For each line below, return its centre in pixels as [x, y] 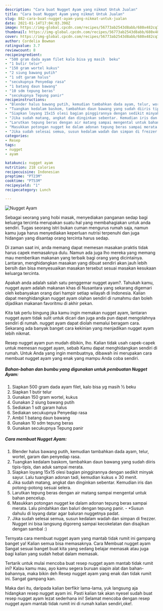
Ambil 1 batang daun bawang [41, 418]
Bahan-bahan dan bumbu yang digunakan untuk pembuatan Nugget [76, 369]
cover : [12, 37]
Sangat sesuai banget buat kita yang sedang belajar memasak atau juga [77, 548]
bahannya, [16, 573]
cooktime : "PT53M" [24, 181]
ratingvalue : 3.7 [23, 46]
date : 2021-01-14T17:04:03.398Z [38, 23]
